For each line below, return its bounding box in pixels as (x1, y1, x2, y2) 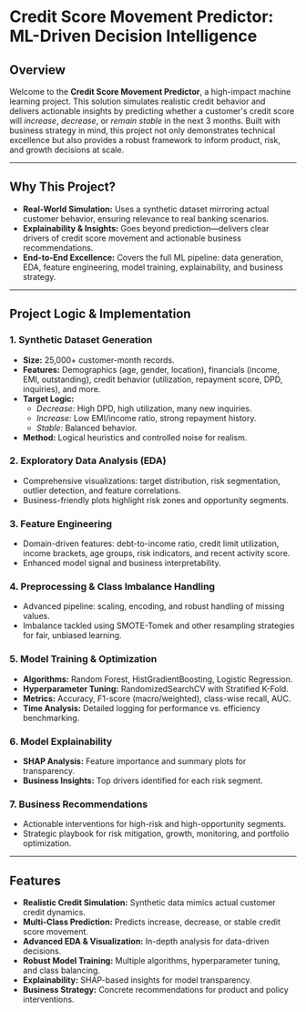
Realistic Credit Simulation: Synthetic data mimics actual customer (22, 897, 276, 908)
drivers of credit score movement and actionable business (22, 232, 241, 243)
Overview (9, 62, 66, 77)
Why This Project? (9, 180, 117, 195)
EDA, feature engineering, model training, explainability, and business (22, 262, 284, 273)
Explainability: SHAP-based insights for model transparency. (22, 975, 252, 986)
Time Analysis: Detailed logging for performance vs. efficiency (22, 702, 261, 713)
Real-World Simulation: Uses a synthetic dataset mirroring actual (22, 203, 270, 214)
